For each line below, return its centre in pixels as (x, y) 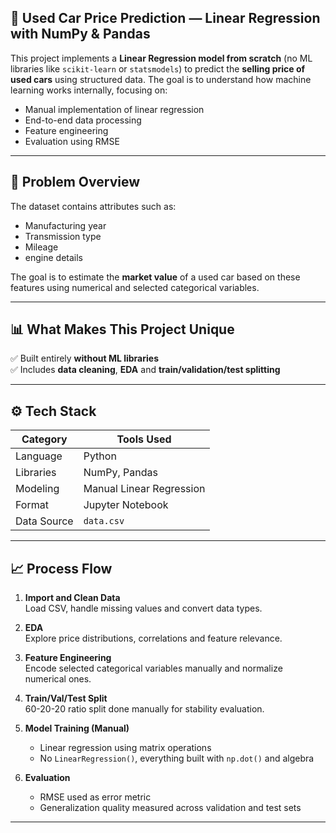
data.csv (104, 521)
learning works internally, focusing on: (89, 90)
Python (100, 456)
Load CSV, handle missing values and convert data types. (143, 608)
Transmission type (63, 236)
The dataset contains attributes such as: (93, 206)
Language (39, 456)
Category (44, 439)
